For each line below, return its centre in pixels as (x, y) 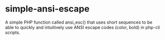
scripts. (13, 32)
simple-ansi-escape (47, 9)
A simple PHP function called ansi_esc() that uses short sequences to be (79, 22)
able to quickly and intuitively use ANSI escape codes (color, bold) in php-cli (82, 27)
